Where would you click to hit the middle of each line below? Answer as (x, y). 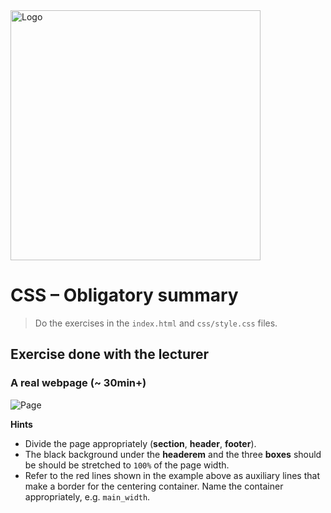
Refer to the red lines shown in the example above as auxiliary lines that (172, 475)
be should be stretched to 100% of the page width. (127, 465)
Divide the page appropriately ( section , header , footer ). (140, 443)
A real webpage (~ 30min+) (78, 383)
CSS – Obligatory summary (124, 295)
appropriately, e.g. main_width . (87, 496)
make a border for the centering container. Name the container (154, 486)
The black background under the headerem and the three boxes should (173, 454)
